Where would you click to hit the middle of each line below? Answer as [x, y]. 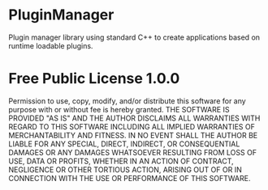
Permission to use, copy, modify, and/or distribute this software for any [127, 101]
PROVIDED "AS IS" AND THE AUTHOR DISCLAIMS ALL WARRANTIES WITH [134, 118]
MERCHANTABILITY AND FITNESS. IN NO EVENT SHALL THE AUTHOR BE [133, 135]
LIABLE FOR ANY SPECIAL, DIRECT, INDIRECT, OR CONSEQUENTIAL [124, 144]
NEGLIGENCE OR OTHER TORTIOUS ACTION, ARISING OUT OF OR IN [125, 169]
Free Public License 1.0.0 [94, 79]
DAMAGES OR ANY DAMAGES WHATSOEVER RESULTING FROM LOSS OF [133, 152]
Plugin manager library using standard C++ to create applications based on [134, 37]
